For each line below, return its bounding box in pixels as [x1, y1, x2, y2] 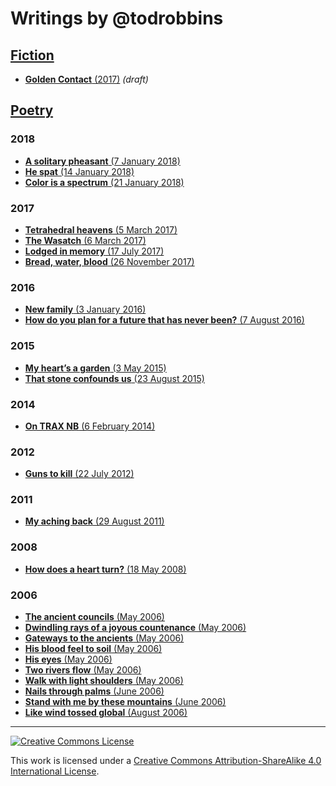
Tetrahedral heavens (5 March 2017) [24, 223, 178, 236]
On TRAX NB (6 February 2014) [24, 420, 156, 432]
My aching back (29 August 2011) [24, 515, 165, 527]
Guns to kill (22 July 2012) [24, 468, 135, 480]
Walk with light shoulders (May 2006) [24, 675, 184, 687]
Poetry [10, 102, 54, 119]
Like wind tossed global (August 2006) [24, 707, 188, 719]
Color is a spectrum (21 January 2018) [24, 176, 185, 188]
